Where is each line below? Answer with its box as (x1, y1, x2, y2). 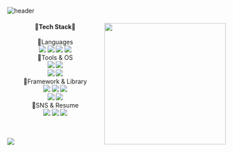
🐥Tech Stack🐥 (34, 22, 76, 31)
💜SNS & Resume (31, 101, 79, 110)
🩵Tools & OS (37, 53, 74, 62)
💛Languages (37, 38, 74, 47)
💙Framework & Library (23, 77, 87, 86)
